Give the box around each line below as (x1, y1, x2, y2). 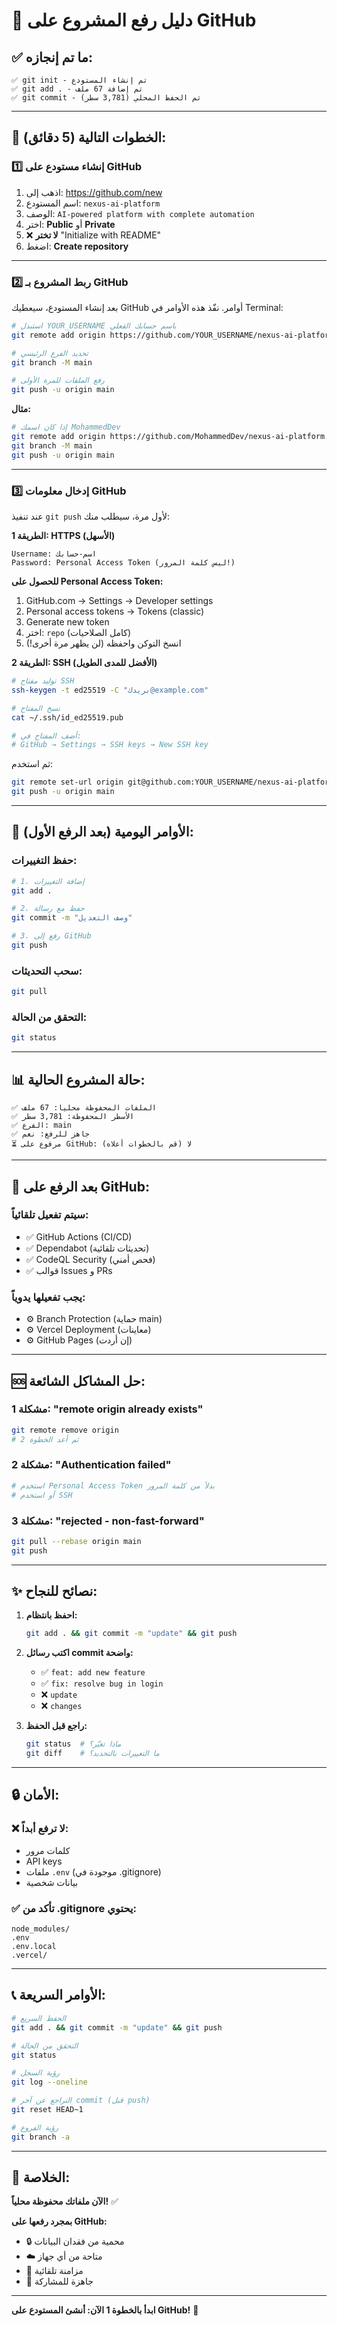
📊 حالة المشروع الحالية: (11, 1071, 146, 1088)
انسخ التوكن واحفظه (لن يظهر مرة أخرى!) (25, 637, 182, 649)
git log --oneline (11, 2077, 88, 2088)
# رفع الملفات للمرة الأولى (11, 375, 105, 386)
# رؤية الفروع (11, 2122, 59, 2133)
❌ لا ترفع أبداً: (11, 1822, 69, 1836)
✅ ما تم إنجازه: (11, 49, 93, 66)
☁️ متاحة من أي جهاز (25, 2250, 103, 2263)
